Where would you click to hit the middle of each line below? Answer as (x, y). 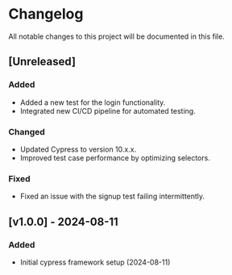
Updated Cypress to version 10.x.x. (78, 149)
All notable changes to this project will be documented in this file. (117, 36)
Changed (27, 131)
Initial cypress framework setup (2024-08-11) (95, 262)
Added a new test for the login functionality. (93, 102)
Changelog (46, 14)
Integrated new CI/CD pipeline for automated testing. (108, 110)
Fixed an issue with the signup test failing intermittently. (112, 196)
